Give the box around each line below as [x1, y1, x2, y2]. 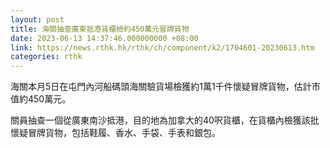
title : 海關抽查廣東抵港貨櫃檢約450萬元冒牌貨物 [10, 24, 190, 34]
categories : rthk [10, 52, 83, 62]
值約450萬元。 [10, 93, 72, 105]
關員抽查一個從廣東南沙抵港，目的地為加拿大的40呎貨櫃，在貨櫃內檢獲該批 [10, 114, 320, 126]
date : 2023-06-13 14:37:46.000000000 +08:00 [10, 33, 199, 43]
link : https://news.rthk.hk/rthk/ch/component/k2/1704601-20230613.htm [10, 42, 315, 53]
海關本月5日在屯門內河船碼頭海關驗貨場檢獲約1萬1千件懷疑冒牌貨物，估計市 [10, 81, 321, 93]
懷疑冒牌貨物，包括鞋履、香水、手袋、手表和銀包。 [10, 127, 221, 139]
